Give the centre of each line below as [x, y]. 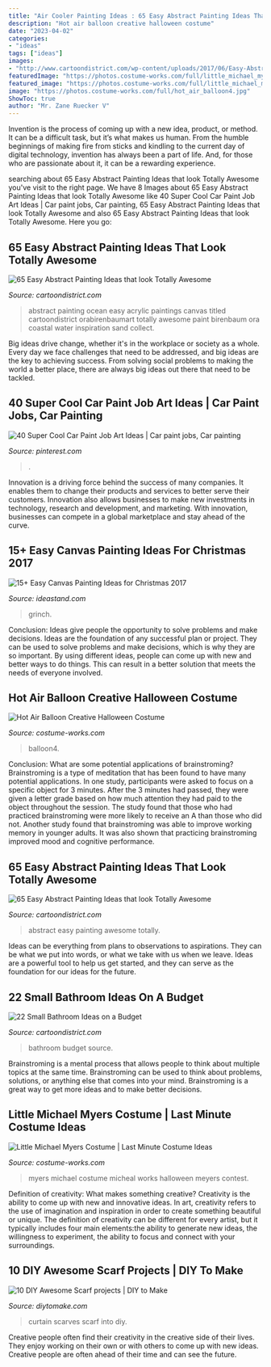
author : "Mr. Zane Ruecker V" [59, 106]
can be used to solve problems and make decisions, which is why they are [132, 646]
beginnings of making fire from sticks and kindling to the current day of [127, 146]
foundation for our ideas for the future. [73, 972]
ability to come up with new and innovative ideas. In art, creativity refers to [132, 1202]
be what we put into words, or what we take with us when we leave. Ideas [131, 955]
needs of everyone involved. [56, 672]
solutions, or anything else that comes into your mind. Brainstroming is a [128, 1081]
